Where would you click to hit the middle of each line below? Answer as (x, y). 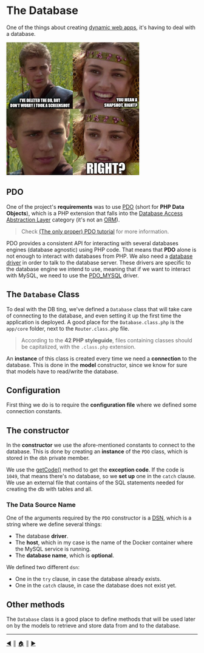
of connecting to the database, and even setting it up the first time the (94, 316)
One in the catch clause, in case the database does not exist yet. (96, 586)
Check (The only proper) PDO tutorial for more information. (95, 231)
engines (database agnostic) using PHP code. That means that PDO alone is (101, 249)
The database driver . (42, 536)
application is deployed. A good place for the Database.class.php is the (95, 322)
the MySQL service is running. (53, 549)
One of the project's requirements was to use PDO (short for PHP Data (95, 206)
